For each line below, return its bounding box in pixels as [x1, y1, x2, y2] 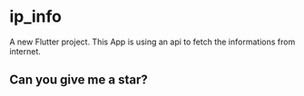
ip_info [9, 6, 62, 27]
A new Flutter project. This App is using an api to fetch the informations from [9, 36, 296, 47]
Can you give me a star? [9, 72, 148, 88]
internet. [9, 45, 41, 56]
